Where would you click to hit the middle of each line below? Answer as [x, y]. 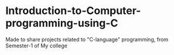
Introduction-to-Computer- [73, 11]
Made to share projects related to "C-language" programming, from [87, 39]
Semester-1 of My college [37, 46]
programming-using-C [62, 23]
